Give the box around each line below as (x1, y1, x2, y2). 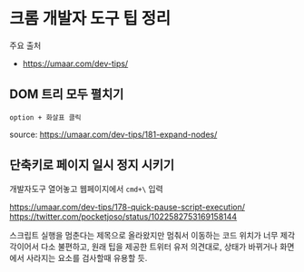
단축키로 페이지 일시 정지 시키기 (9, 158, 175, 173)
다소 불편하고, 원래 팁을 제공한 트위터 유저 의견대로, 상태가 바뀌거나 (40, 241, 279, 252)
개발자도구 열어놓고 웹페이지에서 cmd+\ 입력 (9, 183, 163, 194)
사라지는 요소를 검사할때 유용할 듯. (25, 252, 148, 263)
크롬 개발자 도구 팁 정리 (9, 8, 172, 29)
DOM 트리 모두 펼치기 (9, 87, 124, 102)
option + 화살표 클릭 (9, 112, 82, 122)
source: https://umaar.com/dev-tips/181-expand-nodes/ (9, 129, 218, 140)
